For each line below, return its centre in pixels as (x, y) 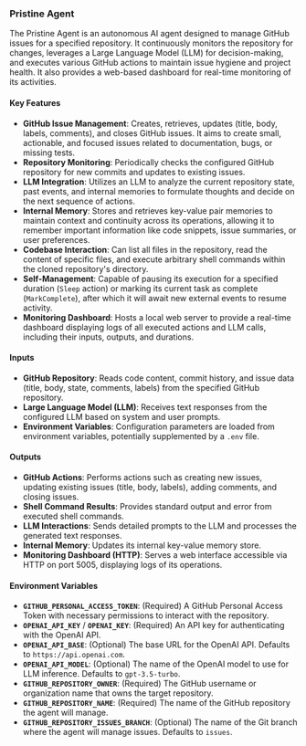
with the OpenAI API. (62, 635)
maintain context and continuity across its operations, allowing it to (148, 220)
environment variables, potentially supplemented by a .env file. (141, 436)
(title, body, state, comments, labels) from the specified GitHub (141, 387)
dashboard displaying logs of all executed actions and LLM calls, (144, 327)
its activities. (33, 82)
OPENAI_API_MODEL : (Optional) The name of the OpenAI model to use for (156, 664)
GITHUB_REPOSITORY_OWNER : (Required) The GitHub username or (140, 684)
